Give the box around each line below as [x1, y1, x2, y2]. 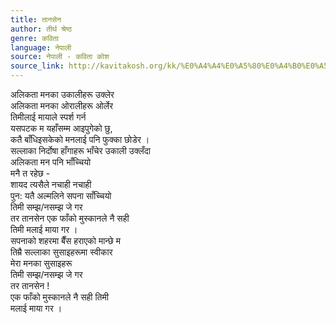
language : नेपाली [10, 42, 72, 53]
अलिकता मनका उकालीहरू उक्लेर [10, 89, 115, 100]
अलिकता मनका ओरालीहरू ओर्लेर [10, 100, 114, 111]
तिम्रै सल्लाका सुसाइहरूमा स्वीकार [10, 246, 113, 258]
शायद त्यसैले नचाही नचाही [10, 179, 92, 190]
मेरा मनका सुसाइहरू [10, 257, 73, 269]
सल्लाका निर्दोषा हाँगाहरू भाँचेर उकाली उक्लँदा [10, 145, 151, 156]
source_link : [10, 61, 65, 71]
